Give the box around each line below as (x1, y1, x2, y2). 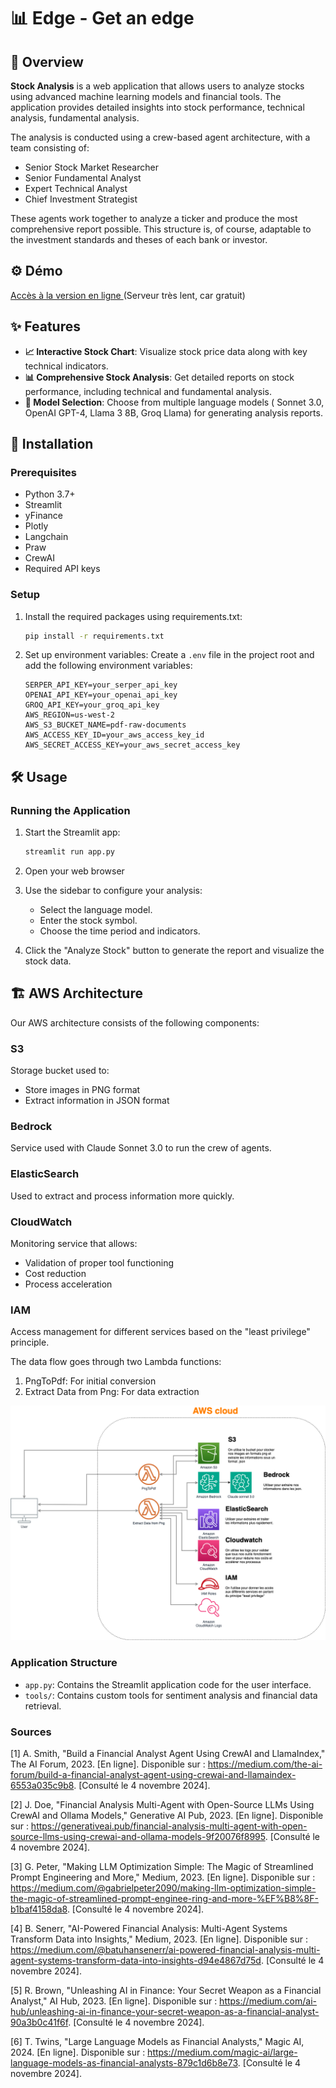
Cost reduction (24, 1268, 87, 1280)
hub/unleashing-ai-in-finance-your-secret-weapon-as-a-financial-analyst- (10, 2005, 320, 2017)
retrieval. (24, 1700, 62, 1712)
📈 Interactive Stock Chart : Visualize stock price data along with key (24, 345, 308, 357)
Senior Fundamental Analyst (24, 172, 142, 184)
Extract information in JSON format (24, 1095, 170, 1107)
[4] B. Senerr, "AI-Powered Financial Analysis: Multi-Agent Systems (10, 1922, 288, 1934)
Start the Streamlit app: (24, 826, 121, 839)
